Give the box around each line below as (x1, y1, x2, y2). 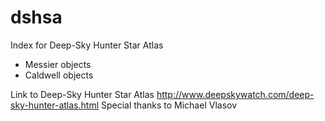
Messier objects (24, 58, 92, 70)
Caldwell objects (24, 69, 94, 81)
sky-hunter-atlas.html (10, 99, 100, 111)
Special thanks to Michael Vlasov (100, 99, 238, 111)
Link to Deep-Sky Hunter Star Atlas (10, 88, 155, 100)
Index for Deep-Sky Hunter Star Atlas (10, 39, 164, 51)
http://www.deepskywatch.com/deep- (156, 88, 315, 100)
